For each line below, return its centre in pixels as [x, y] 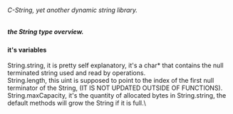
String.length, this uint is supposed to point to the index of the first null [111, 81]
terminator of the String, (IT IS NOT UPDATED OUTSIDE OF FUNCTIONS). [115, 88]
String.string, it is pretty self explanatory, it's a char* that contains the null [115, 65]
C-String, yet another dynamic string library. [72, 10]
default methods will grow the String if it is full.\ [77, 103]
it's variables [27, 50]
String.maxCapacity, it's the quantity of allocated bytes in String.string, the [117, 96]
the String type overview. [46, 32]
